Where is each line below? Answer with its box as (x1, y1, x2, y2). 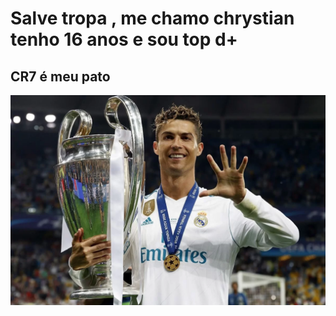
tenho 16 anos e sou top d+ (10, 28, 238, 51)
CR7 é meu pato (10, 68, 111, 85)
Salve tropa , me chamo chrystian (10, 7, 295, 30)
